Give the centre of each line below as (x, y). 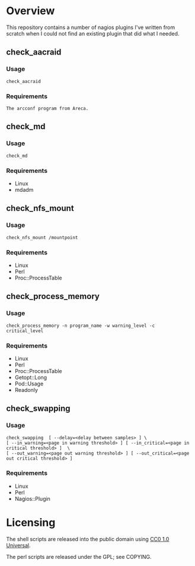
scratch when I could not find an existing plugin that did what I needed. (93, 33)
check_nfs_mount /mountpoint (42, 237)
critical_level (25, 331)
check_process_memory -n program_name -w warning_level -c (81, 326)
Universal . (18, 545)
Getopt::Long (31, 377)
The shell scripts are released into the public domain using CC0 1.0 (88, 539)
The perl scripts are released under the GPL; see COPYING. (79, 557)
